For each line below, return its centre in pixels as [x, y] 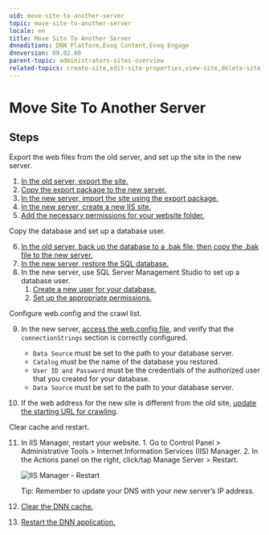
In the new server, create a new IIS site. [86, 207]
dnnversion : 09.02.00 [45, 53]
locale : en [27, 31]
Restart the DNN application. [68, 522]
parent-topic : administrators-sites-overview [86, 61]
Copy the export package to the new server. [94, 189]
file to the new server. [57, 255]
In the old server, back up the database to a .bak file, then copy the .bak [140, 246]
